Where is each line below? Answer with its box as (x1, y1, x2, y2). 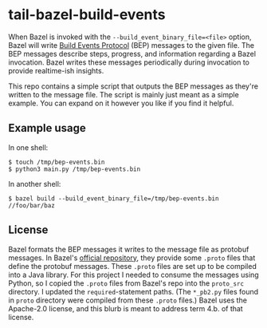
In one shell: (8, 142, 49, 152)
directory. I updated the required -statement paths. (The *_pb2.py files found (8, 287, 259, 296)
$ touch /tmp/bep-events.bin (8, 158, 105, 166)
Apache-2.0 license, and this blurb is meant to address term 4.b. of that (8, 303, 243, 313)
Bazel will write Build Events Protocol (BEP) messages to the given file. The (8, 40, 255, 49)
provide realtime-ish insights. (8, 65, 104, 75)
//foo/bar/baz (8, 201, 56, 209)
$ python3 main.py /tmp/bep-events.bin (8, 165, 141, 173)
